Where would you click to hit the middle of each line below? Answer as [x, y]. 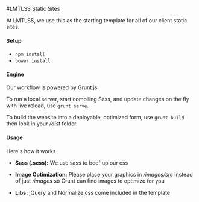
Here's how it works [31, 151]
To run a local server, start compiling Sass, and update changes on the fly [98, 99]
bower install [33, 61]
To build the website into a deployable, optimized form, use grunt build [95, 118]
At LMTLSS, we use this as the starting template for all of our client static [97, 20]
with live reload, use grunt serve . [48, 106]
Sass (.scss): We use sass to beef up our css [71, 163]
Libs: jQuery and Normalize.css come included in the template [93, 192]
